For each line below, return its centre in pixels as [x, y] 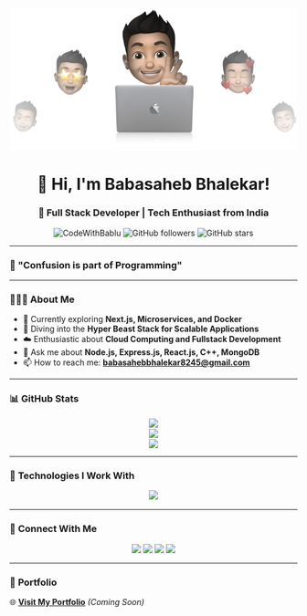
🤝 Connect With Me [53, 529]
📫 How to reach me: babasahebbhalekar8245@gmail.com [136, 362]
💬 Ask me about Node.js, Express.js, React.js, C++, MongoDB [141, 352]
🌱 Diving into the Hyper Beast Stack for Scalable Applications [141, 329]
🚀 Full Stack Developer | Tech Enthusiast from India [153, 213]
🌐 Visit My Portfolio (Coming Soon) [77, 602]
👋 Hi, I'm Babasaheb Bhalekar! [153, 184]
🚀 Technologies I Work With [72, 475]
